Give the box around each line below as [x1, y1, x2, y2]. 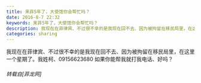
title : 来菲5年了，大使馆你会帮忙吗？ [6, 8, 90, 15]
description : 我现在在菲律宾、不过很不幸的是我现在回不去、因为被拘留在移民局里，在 [6, 25, 193, 32]
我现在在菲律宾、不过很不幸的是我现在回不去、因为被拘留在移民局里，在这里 [6, 48, 195, 56]
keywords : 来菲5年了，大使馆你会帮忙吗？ [6, 20, 99, 26]
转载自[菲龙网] [6, 70, 42, 78]
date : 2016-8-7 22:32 [6, 14, 60, 20]
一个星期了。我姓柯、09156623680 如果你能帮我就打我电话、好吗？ [6, 56, 173, 63]
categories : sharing [6, 31, 58, 37]
